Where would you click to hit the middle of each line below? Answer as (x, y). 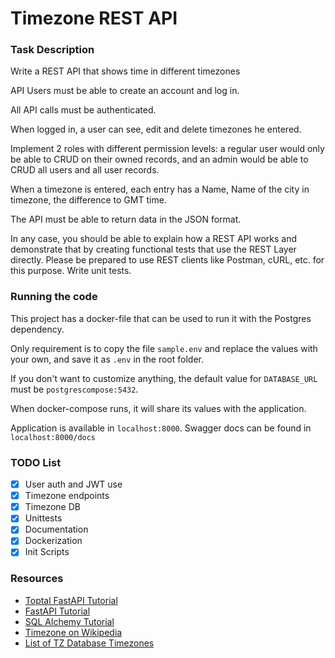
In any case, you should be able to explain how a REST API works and (153, 239)
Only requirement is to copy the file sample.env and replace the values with (164, 348)
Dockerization (53, 541)
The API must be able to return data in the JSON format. (126, 219)
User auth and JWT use (73, 484)
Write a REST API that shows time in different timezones (125, 71)
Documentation (56, 529)
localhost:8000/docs (53, 437)
